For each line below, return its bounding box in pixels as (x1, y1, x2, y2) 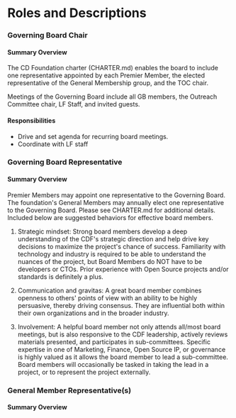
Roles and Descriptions (7, 5, 147, 21)
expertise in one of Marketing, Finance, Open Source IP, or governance (17, 345, 226, 353)
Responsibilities (7, 116, 56, 125)
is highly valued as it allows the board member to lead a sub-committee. (17, 353, 229, 361)
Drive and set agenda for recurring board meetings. (17, 132, 169, 141)
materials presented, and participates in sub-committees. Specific (17, 337, 211, 346)
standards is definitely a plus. (17, 272, 104, 281)
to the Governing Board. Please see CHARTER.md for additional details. (7, 206, 216, 214)
